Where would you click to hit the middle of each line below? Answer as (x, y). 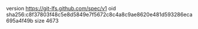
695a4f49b (20, 21)
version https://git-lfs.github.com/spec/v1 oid (61, 8)
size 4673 (47, 21)
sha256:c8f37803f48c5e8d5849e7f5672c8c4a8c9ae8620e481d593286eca (100, 14)
